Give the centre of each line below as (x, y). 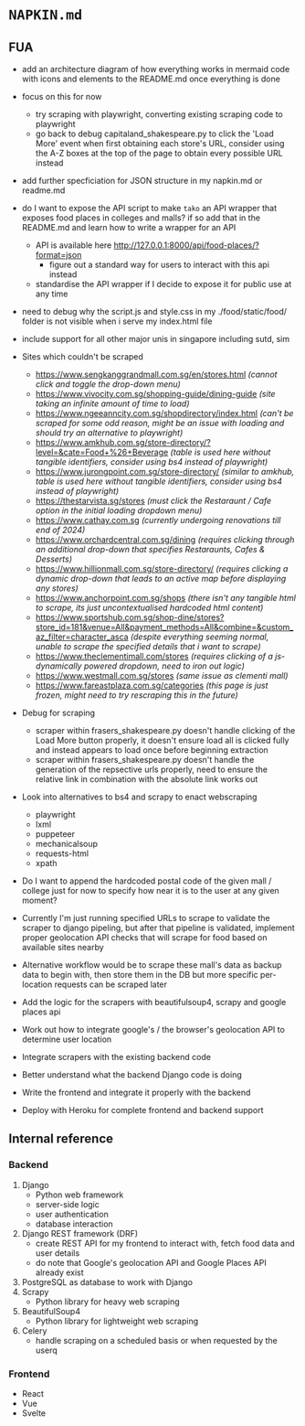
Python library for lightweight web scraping (117, 1321)
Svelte (34, 1413)
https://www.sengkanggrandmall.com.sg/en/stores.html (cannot (156, 374)
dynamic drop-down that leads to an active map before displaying (161, 579)
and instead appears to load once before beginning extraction (152, 750)
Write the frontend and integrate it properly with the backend (136, 1092)
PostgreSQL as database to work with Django (107, 1281)
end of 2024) (60, 530)
